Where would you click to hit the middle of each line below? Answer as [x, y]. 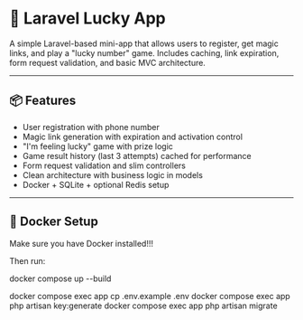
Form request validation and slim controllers [104, 165]
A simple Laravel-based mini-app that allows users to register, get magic [144, 43]
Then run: [28, 260]
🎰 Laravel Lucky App [87, 19]
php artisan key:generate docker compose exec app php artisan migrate [143, 306]
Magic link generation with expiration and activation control [133, 136]
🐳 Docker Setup [54, 222]
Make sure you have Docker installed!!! [82, 243]
